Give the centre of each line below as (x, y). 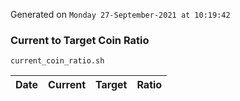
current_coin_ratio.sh (57, 61)
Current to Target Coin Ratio (80, 40)
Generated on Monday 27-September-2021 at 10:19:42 (120, 14)
